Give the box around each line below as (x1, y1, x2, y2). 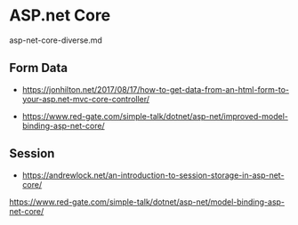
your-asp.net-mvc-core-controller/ (21, 93, 149, 104)
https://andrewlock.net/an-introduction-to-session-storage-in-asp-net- (21, 170, 285, 181)
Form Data (9, 60, 68, 76)
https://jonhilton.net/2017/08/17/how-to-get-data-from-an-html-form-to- (21, 84, 290, 94)
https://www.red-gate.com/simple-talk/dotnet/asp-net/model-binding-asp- (9, 197, 286, 207)
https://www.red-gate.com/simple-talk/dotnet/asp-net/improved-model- (21, 110, 289, 121)
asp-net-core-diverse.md (9, 35, 102, 45)
